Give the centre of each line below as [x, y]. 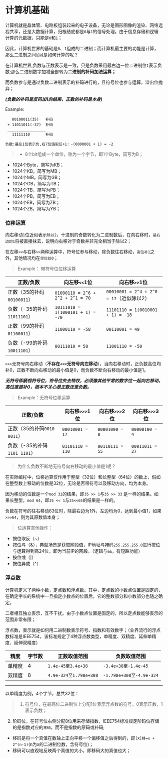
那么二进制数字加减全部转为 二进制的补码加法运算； [63, 71]
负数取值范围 [131, 656]
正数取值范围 [73, 656]
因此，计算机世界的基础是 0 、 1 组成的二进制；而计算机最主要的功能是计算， [82, 48]
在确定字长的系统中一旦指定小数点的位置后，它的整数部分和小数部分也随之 [82, 596]
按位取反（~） [27, 539]
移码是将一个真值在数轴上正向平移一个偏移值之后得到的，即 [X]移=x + [83, 738]
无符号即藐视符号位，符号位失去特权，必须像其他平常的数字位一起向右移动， [84, 381]
